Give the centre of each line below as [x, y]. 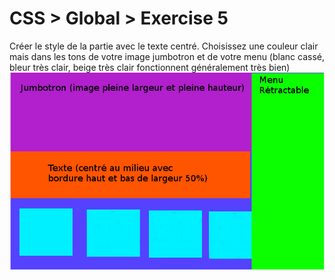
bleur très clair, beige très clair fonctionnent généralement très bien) [150, 67]
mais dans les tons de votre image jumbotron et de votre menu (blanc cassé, [167, 56]
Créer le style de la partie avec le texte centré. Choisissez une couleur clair [164, 46]
